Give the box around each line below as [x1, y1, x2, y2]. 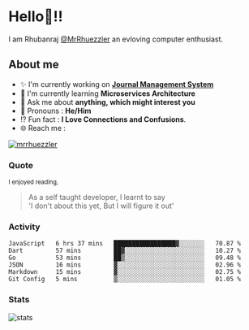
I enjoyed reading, [8, 178, 59, 186]
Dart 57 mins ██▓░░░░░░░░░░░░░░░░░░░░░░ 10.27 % [8, 247, 242, 255]
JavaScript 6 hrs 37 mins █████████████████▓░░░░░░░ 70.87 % [8, 240, 242, 248]
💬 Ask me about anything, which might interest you [19, 97, 196, 106]
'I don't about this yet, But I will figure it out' [28, 201, 174, 211]
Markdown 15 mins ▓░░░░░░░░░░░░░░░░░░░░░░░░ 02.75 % [8, 268, 242, 276]
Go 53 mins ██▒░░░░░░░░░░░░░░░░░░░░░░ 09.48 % [8, 254, 242, 263]
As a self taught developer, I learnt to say [28, 193, 166, 202]
